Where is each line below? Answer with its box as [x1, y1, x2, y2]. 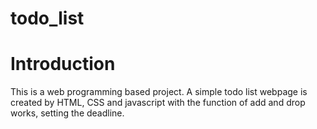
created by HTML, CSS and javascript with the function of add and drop [10, 97, 306, 109]
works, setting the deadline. [10, 107, 125, 119]
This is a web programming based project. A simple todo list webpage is [10, 86, 308, 98]
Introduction [10, 53, 116, 76]
